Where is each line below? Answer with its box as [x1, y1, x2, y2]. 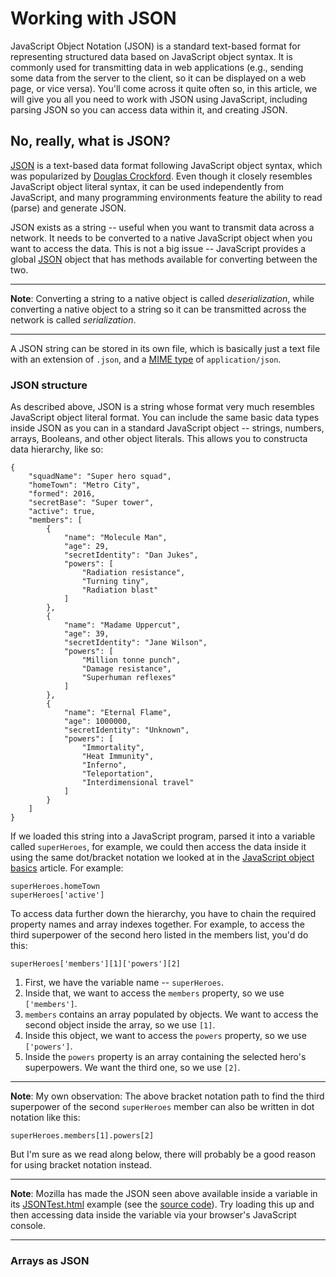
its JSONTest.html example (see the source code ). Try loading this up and [10, 1198, 315, 1211]
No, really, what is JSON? [10, 133, 172, 150]
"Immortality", [81, 743, 145, 753]
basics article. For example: [10, 862, 124, 874]
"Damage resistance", [81, 664, 172, 674]
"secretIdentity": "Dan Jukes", [63, 550, 199, 561]
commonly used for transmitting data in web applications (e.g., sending [10, 61, 304, 73]
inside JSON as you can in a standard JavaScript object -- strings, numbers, [10, 422, 325, 434]
